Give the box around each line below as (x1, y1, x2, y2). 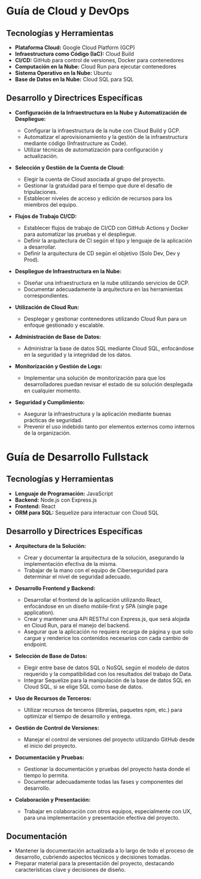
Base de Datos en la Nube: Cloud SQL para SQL (14, 76, 134, 83)
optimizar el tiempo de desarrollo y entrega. (23, 713, 132, 720)
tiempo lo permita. (23, 771, 69, 779)
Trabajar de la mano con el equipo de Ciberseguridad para (23, 566, 169, 574)
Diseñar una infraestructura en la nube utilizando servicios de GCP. (23, 279, 190, 286)
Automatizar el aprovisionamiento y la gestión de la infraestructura (23, 133, 188, 140)
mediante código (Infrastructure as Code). (23, 140, 128, 147)
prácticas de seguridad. (23, 416, 83, 423)
